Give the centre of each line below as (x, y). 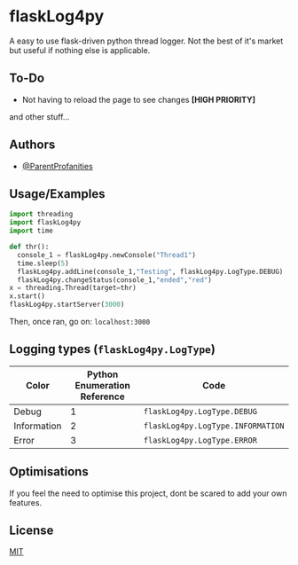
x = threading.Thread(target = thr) (73, 288)
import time (31, 231)
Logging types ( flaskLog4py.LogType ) (112, 349)
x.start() (27, 296)
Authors (32, 145)
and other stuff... (39, 116)
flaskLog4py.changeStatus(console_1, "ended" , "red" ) (115, 280)
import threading (41, 215)
